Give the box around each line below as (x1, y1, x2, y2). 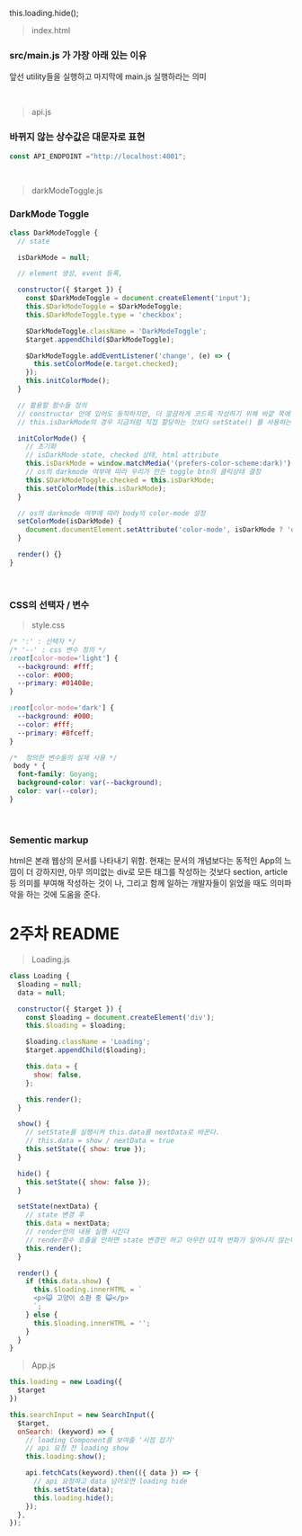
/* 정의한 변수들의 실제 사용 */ (9, 753, 118, 763)
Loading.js (31, 954, 70, 965)
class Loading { (9, 971, 70, 981)
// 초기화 (25, 442, 57, 451)
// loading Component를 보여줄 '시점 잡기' (25, 1435, 176, 1444)
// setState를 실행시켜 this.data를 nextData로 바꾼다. (25, 1128, 220, 1137)
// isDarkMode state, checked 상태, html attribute (25, 451, 219, 460)
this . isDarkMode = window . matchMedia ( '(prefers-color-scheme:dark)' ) (25, 459, 292, 469)
